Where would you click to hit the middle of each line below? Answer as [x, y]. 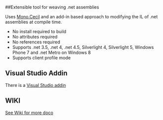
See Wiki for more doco [29, 113]
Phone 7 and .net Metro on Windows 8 [52, 52]
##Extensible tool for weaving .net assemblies [52, 7]
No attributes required [35, 37]
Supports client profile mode [41, 58]
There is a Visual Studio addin [35, 85]
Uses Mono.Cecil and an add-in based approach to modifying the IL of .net [81, 17]
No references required [36, 42]
